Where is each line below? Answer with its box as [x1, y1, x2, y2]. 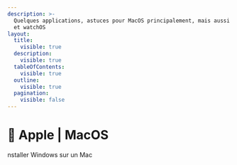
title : [13, 37, 33, 44]
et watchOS [13, 23, 46, 31]
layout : [7, 30, 31, 38]
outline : [13, 76, 40, 84]
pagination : [13, 90, 50, 97]
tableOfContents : [13, 63, 65, 70]
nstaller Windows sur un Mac [7, 150, 93, 159]
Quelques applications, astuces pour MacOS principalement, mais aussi [13, 17, 231, 24]
